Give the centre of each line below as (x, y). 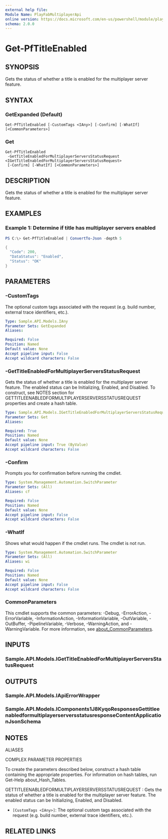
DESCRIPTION (27, 181)
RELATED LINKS (30, 831)
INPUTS (17, 645)
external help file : (27, 10)
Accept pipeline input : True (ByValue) (47, 445)
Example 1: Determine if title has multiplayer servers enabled (80, 228)
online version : (22, 19)
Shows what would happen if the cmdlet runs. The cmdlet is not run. (75, 543)
